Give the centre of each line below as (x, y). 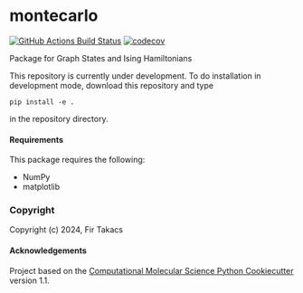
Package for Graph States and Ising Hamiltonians (101, 58)
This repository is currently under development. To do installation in (135, 76)
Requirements (37, 139)
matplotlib (41, 187)
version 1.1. (29, 280)
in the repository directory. (59, 118)
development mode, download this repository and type (112, 85)
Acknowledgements (48, 250)
